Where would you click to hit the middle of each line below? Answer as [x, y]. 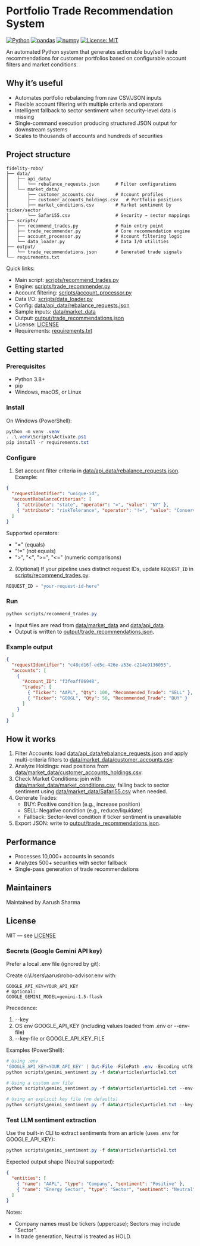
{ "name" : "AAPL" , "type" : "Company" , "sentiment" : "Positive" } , [101, 1184]
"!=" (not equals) [35, 551]
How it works [31, 739]
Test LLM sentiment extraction [51, 1120]
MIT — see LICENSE [31, 935]
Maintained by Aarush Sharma [43, 902]
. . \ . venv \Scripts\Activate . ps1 [46, 437]
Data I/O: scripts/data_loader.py [54, 299]
